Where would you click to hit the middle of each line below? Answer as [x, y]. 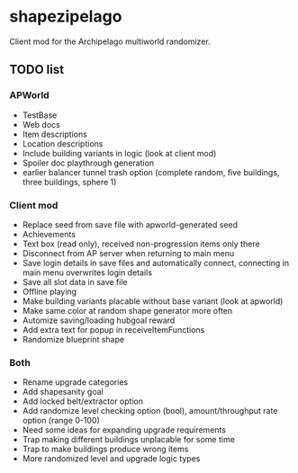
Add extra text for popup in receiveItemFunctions [113, 329]
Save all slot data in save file [75, 281]
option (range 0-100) [61, 421]
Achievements [49, 234]
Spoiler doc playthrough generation [88, 163]
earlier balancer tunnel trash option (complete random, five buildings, [151, 172]
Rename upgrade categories [75, 382]
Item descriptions [55, 134]
